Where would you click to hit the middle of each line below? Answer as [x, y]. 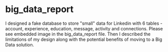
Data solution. [20, 44]
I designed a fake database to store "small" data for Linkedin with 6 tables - [84, 23]
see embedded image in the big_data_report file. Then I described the [78, 34]
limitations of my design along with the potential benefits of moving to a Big [84, 39]
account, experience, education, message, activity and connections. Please [84, 28]
